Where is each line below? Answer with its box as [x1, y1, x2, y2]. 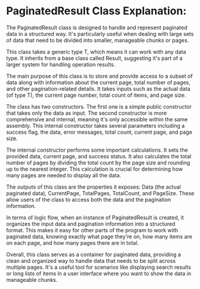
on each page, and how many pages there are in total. [6, 239, 139, 246]
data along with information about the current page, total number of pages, [6, 79, 191, 86]
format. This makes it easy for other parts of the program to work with [6, 226, 179, 233]
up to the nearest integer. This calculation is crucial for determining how [6, 165, 183, 173]
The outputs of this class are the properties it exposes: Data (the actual [6, 183, 181, 190]
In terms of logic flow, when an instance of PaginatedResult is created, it [6, 214, 184, 221]
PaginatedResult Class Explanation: [6, 4, 187, 18]
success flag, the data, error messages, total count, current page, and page [6, 128, 193, 136]
